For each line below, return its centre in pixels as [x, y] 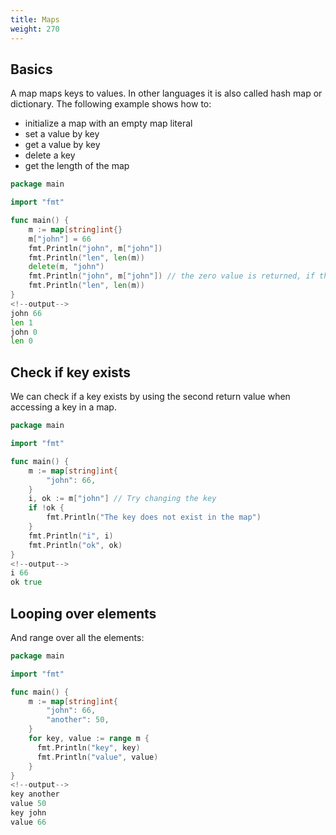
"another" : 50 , [78, 720]
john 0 [24, 332]
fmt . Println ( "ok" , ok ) [75, 545]
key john [28, 813]
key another [35, 794]
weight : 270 [35, 29]
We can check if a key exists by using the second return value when [150, 397]
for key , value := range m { [89, 739]
